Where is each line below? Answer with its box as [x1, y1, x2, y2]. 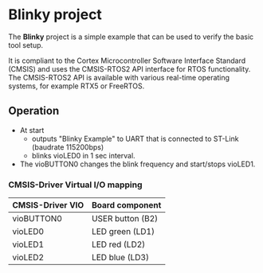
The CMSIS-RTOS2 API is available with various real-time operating [8, 72, 230, 82]
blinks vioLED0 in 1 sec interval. [31, 150, 135, 160]
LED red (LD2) [91, 239, 146, 250]
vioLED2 [12, 252, 45, 263]
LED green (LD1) [91, 226, 155, 237]
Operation [8, 104, 60, 118]
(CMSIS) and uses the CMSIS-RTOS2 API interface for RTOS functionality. [8, 64, 251, 73]
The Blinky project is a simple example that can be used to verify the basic [8, 32, 254, 41]
